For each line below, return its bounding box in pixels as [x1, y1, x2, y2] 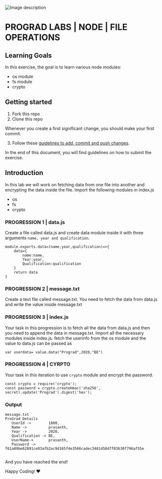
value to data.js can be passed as [5, 340, 72, 346]
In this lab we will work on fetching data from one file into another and [5, 181, 145, 187]
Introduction [5, 169, 44, 177]
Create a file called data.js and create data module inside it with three [5, 230, 144, 235]
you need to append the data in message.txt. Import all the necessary [5, 330, 144, 336]
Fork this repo [12, 111, 40, 117]
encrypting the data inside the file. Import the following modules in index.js [5, 187, 154, 193]
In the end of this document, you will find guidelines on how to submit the [5, 149, 152, 155]
